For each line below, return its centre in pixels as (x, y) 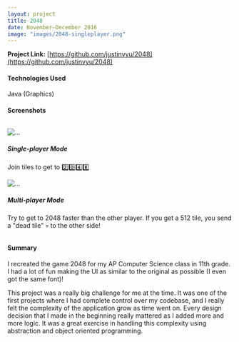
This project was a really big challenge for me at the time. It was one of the (117, 293)
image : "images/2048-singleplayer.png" (67, 34)
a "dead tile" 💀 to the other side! (54, 225)
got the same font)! (36, 278)
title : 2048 (25, 21)
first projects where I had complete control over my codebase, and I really (116, 300)
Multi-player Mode (36, 200)
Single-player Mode (37, 149)
